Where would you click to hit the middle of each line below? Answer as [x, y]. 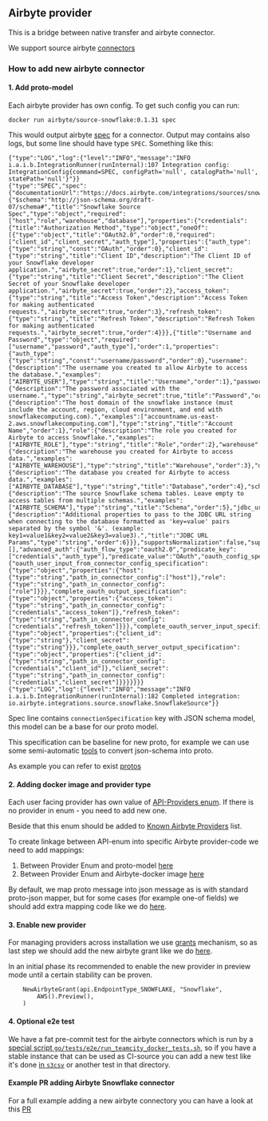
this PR [20, 1109]
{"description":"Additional [55, 515]
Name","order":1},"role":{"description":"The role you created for [123, 431]
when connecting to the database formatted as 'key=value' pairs [119, 521]
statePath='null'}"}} [44, 179]
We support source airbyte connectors [72, 48]
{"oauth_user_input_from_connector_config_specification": [108, 563]
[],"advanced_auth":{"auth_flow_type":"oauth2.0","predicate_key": [123, 549]
